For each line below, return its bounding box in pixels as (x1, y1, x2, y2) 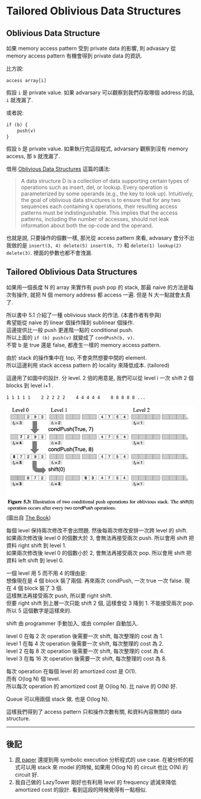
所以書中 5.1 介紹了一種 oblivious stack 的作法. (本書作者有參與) (6, 311, 162, 318)
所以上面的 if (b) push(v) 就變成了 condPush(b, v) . (6, 334, 135, 341)
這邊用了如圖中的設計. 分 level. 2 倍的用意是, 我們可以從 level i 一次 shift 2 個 (6, 374, 194, 381)
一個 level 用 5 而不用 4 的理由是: (6, 569, 87, 577)
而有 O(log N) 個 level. (6, 675, 61, 682)
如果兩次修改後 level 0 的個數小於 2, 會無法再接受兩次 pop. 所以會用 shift (6, 549, 185, 556)
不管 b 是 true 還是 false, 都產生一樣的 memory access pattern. (6, 341, 161, 348)
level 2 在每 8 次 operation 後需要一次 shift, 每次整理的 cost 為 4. (6, 647, 165, 655)
